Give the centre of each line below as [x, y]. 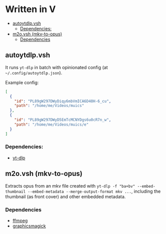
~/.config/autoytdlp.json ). [34, 73]
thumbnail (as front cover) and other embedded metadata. [65, 196]
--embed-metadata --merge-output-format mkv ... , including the [94, 191]
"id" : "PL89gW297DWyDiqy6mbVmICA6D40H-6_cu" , [63, 101]
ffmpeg [20, 220]
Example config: [22, 82]
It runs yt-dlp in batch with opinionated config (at [57, 67]
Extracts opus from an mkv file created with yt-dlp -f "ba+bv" [70, 186]
